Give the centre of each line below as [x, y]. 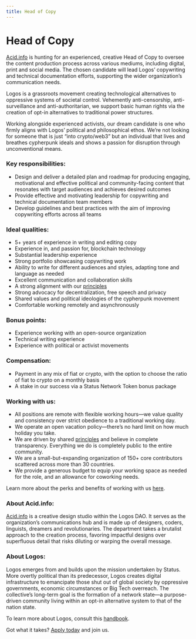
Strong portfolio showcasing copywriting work [70, 261]
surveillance [21, 106]
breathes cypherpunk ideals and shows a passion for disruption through [93, 143]
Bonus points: [26, 320]
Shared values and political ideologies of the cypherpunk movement [97, 299]
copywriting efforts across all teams [58, 214]
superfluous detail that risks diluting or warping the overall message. [89, 541]
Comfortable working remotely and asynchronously [77, 305]
